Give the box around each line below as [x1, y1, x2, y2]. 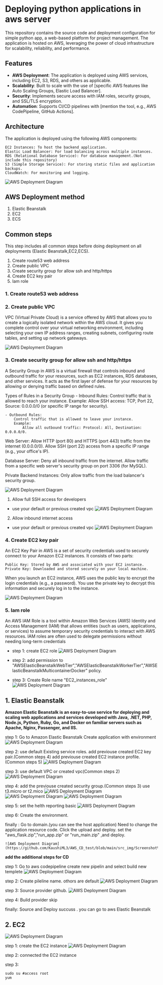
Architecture [5, 122, 45, 131]
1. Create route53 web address [5, 291, 79, 297]
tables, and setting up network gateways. [5, 335, 88, 341]
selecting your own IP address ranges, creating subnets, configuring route [5, 330, 154, 336]
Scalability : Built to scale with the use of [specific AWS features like [12, 83, 148, 88]
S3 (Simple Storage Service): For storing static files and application [5, 162, 155, 167]
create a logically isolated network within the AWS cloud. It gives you [5, 320, 143, 326]
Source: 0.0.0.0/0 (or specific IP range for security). [5, 403, 109, 409]
